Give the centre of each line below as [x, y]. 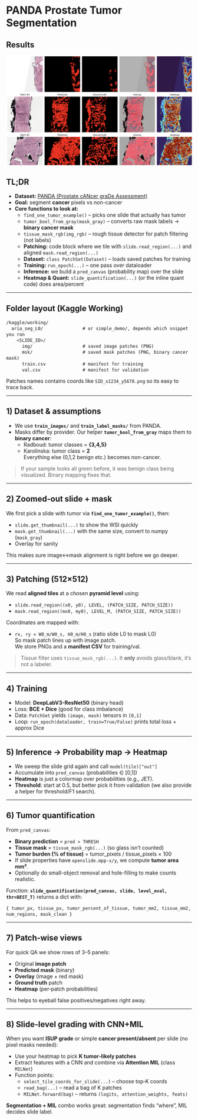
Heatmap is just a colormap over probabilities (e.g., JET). [84, 779]
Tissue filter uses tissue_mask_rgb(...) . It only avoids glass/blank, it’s [106, 658]
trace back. [20, 387]
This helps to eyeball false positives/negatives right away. [76, 1000]
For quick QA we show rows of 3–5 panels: [58, 952]
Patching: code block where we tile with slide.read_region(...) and [108, 247]
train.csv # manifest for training [82, 364]
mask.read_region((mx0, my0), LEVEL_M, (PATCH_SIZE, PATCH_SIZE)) [98, 612]
